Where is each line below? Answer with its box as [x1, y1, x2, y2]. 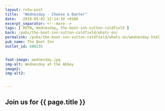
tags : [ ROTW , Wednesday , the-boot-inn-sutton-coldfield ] [5, 26, 129, 31]
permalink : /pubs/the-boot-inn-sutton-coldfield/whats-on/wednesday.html [5, 35, 161, 40]
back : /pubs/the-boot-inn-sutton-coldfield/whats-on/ [5, 30, 119, 35]
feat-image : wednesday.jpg [5, 57, 61, 62]
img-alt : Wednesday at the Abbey [5, 62, 74, 67]
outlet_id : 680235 [5, 44, 43, 49]
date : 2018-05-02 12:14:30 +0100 [5, 16, 79, 21]
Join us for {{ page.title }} [5, 98, 86, 106]
